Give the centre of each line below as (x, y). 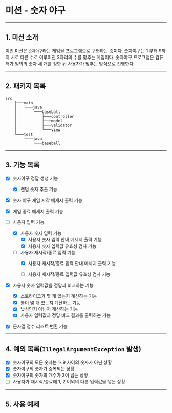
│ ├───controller (44, 116)
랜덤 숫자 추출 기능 (39, 189)
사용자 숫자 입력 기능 (41, 233)
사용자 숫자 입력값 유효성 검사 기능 (62, 246)
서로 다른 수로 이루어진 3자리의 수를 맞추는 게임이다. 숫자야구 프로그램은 (82, 57)
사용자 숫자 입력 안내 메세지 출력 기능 (65, 239)
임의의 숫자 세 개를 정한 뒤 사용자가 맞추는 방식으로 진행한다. (75, 63)
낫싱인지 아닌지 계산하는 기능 (49, 309)
